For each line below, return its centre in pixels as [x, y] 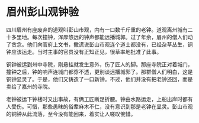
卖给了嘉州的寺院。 [30, 86]
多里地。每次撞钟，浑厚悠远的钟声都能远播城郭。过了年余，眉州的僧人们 [99, 37]
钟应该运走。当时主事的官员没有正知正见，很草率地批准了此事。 [84, 51]
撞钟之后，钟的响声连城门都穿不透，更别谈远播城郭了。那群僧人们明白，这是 [99, 72]
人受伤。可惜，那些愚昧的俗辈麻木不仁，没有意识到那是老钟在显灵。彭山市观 [99, 106]
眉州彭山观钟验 [43, 12]
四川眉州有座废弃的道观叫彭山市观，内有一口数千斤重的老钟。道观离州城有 [97, 30]
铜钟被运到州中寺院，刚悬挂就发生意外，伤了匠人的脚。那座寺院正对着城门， [99, 64]
